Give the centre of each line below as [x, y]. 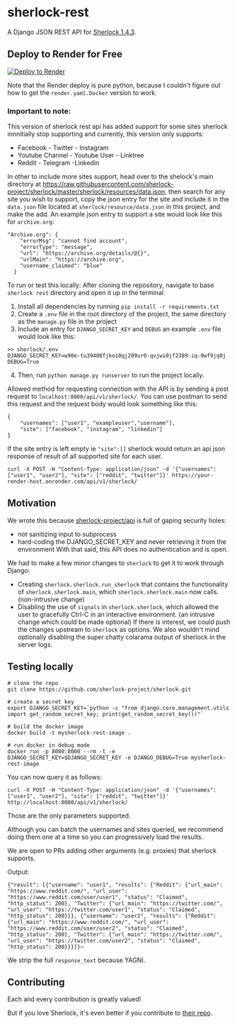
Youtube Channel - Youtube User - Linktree [81, 155]
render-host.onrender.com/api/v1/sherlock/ [73, 482]
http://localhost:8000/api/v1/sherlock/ [68, 802]
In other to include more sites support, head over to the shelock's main [110, 177]
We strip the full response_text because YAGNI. [76, 960]
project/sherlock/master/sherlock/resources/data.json [86, 191]
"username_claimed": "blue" [61, 266]
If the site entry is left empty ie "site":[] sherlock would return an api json [116, 449]
